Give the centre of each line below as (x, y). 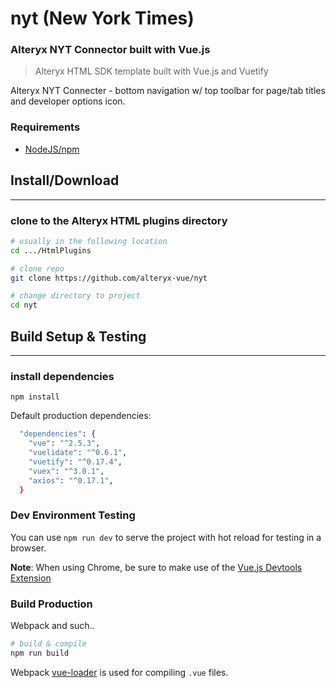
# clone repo (37, 268)
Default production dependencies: (81, 416)
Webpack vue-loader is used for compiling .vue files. (119, 672)
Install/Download (65, 180)
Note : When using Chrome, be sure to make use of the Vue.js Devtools (156, 567)
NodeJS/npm (52, 149)
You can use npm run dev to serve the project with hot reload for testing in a (166, 537)
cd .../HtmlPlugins (51, 250)
